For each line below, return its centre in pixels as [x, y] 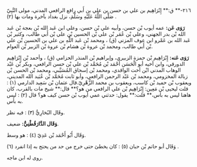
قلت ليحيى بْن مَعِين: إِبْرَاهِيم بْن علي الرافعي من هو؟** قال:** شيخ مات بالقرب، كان [98, 88]
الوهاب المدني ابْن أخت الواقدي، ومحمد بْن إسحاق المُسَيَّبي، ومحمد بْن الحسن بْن [94, 70]
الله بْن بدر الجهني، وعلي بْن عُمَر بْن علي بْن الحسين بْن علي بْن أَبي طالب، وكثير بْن [96, 34]
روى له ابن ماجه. [25, 158]
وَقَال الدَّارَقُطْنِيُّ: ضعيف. [33, 123]
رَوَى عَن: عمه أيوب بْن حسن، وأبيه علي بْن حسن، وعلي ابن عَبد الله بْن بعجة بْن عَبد [96, 28]
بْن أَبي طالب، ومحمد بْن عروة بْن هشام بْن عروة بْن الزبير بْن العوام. [80, 46]
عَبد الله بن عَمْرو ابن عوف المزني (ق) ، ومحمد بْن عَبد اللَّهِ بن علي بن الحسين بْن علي [99, 40]
